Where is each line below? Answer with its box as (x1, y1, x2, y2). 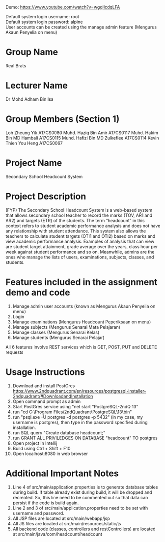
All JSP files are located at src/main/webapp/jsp (12, 515, 110, 521)
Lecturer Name (5, 80, 68, 91)
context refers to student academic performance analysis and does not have (5, 223, 161, 228)
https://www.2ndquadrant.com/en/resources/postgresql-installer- (12, 388, 146, 394)
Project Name (5, 157, 62, 169)
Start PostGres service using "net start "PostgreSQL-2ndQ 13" (12, 403, 138, 409)
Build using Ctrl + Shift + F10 (12, 445, 71, 451)
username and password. (12, 510, 64, 516)
